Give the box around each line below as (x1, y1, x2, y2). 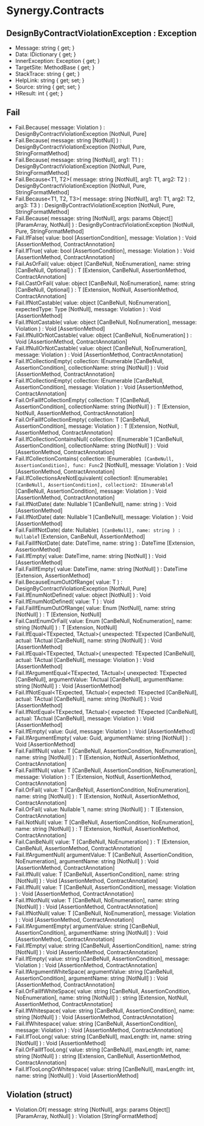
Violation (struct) (6, 1089, 73, 1100)
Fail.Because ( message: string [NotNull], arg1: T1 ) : (15, 156, 144, 163)
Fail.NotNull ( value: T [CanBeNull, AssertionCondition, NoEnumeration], (15, 819, 194, 826)
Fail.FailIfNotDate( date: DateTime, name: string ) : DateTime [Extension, (15, 539, 195, 546)
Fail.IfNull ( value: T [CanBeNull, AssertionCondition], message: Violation (15, 883, 196, 891)
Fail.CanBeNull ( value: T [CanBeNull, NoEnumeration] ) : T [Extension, (15, 838, 190, 845)
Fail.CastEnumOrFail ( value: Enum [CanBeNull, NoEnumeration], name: (15, 617, 192, 624)
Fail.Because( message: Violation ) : (15, 123, 105, 131)
